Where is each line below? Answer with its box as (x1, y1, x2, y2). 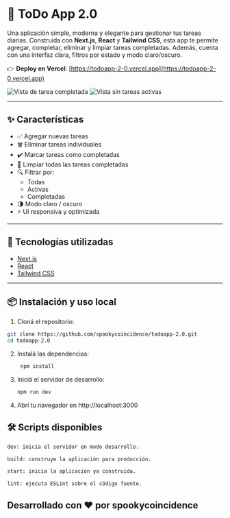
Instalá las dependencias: (16, 349, 89, 358)
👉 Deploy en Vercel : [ (7, 64, 72, 73)
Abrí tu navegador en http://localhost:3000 (16, 401, 138, 409)
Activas (27, 185, 49, 193)
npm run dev (16, 388, 51, 395)
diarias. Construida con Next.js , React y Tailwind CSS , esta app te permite (7, 36, 219, 44)
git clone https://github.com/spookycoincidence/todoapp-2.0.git (7, 331, 197, 338)
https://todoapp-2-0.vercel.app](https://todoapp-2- (71, 64, 217, 73)
